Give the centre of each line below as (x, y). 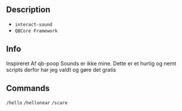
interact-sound (33, 24)
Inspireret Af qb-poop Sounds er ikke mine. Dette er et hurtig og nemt (91, 63)
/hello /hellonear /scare (37, 103)
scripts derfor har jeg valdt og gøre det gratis (61, 69)
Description (28, 10)
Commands (28, 88)
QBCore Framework (36, 31)
